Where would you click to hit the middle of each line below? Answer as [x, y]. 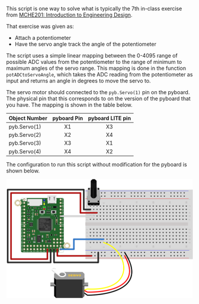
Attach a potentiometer [43, 38]
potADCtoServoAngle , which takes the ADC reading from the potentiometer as [99, 74]
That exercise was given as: [40, 26]
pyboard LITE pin [110, 118]
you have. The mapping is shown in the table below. [69, 105]
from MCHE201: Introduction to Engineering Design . [69, 15]
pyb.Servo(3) [25, 143]
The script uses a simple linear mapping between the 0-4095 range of [92, 55]
